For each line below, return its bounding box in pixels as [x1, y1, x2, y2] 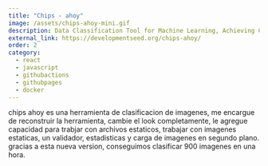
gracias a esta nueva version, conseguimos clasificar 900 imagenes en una [8, 141, 256, 152]
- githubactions [15, 71, 69, 79]
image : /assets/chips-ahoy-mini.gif [8, 19, 130, 27]
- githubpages [15, 78, 62, 86]
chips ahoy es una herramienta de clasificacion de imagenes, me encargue [8, 108, 255, 117]
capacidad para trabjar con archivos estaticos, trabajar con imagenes [8, 125, 237, 134]
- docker [15, 85, 45, 94]
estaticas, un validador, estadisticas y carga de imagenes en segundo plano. [8, 133, 260, 143]
